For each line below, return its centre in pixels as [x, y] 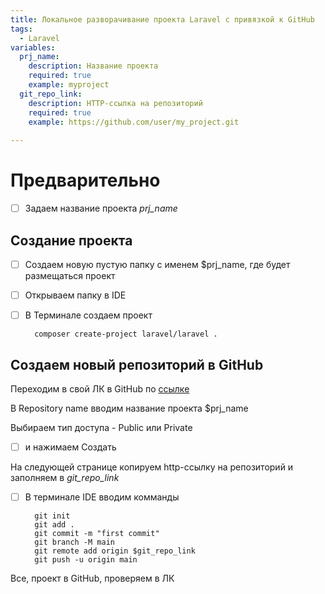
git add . [54, 525]
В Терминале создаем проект [88, 315]
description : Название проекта [93, 66]
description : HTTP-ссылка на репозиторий [115, 103]
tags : [21, 29]
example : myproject [69, 85]
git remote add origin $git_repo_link [115, 551]
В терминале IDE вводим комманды [102, 497]
